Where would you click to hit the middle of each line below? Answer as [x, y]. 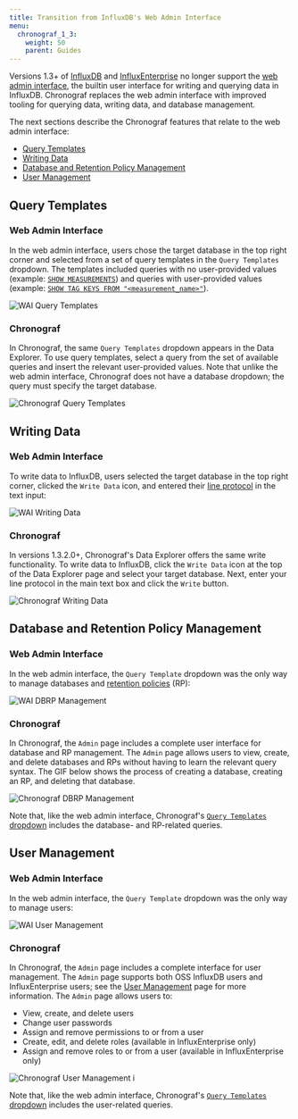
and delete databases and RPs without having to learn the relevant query [143, 762]
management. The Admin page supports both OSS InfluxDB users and [136, 977]
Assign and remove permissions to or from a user [113, 1032]
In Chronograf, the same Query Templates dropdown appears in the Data [142, 348]
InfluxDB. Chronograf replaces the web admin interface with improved [138, 96]
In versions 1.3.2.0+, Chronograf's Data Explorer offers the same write [138, 555]
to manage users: [41, 907]
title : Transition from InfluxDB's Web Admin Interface [115, 17]
